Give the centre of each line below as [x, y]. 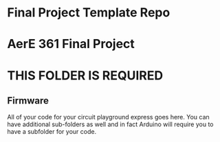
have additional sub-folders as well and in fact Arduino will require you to [111, 124]
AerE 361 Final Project [71, 44]
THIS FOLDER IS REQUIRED [85, 75]
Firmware [28, 100]
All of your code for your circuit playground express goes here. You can [108, 117]
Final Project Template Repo [89, 13]
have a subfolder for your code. [52, 132]
